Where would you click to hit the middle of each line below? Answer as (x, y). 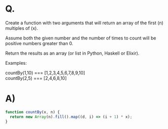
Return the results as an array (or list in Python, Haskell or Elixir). (72, 53)
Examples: (16, 63)
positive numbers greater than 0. (39, 43)
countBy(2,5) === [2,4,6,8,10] (36, 78)
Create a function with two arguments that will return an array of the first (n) (84, 23)
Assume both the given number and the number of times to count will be (81, 38)
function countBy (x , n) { (32, 112)
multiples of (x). (22, 28)
